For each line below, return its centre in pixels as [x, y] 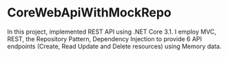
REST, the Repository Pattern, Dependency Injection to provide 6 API [104, 38]
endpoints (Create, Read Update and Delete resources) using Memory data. [114, 46]
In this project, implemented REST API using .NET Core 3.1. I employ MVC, [112, 32]
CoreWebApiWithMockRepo [89, 13]
